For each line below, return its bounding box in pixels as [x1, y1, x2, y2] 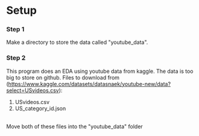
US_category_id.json [14, 105, 66, 112]
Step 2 [6, 54, 26, 62]
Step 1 [6, 25, 25, 34]
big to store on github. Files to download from [6, 73, 119, 81]
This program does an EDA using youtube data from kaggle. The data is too [6, 67, 194, 75]
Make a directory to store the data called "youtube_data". [6, 39, 148, 46]
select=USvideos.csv [6, 87, 59, 94]
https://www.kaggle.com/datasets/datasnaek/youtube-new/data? [8, 80, 171, 87]
